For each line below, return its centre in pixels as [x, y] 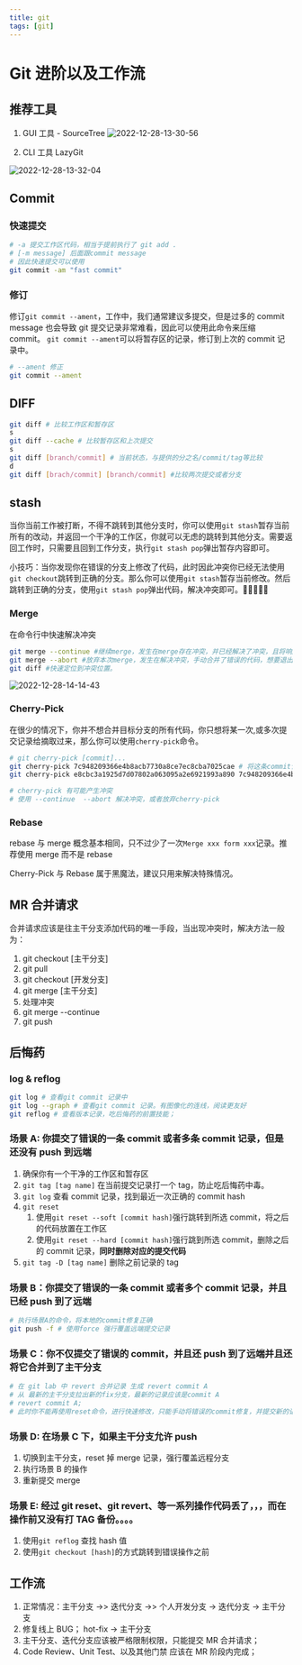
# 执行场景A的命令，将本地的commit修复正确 [81, 1321]
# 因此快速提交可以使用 [47, 261]
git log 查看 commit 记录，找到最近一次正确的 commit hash [133, 1196]
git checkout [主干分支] [65, 959]
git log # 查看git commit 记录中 [68, 1097]
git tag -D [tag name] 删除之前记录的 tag [101, 1262]
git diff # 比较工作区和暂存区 [62, 425]
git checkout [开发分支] [65, 980]
